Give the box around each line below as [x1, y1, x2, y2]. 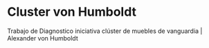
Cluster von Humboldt [7, 4, 137, 20]
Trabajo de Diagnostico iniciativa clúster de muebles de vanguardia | [7, 27, 203, 35]
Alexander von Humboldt [7, 34, 78, 42]
